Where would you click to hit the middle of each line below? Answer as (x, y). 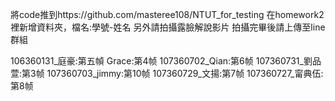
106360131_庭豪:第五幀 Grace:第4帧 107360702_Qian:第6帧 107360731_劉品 (166, 61)
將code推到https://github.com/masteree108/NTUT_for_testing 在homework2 (167, 14)
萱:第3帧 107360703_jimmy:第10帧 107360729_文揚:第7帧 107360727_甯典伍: (167, 73)
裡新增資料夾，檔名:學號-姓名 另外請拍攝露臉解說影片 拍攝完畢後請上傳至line (168, 27)
